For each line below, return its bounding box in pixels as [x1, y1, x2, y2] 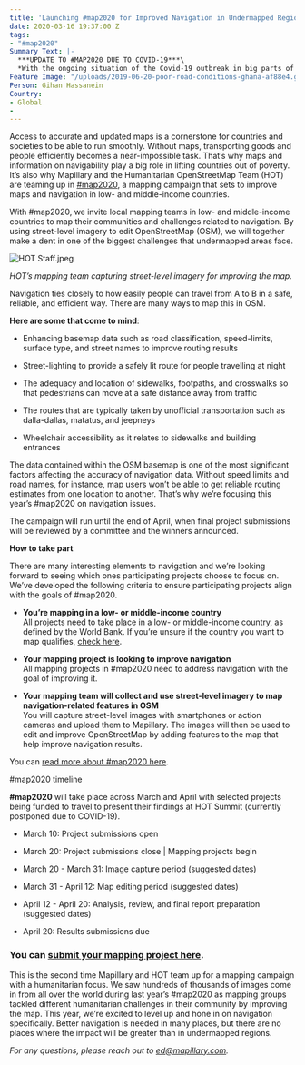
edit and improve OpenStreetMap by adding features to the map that [22, 729, 279, 740]
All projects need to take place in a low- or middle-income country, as [22, 616, 284, 627]
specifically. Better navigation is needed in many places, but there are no [9, 1018, 281, 1029]
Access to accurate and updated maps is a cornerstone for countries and [9, 131, 283, 142]
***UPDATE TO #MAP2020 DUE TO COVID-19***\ [17, 55, 184, 64]
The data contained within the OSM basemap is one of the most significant [9, 459, 290, 470]
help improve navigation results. [22, 739, 143, 750]
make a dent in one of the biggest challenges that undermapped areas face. [9, 235, 293, 246]
